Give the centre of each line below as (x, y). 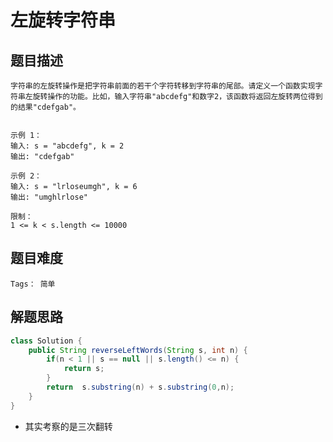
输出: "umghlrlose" (49, 197)
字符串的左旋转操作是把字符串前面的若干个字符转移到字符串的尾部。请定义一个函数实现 (163, 86)
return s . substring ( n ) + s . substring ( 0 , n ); (140, 387)
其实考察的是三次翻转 (68, 426)
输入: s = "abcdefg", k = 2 (67, 146)
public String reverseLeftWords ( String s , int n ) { (138, 350)
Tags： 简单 (33, 284)
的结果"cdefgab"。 (45, 107)
